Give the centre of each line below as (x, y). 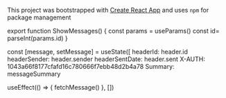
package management (39, 17)
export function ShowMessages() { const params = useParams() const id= (113, 31)
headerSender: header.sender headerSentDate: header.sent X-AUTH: (106, 59)
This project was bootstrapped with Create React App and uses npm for (108, 10)
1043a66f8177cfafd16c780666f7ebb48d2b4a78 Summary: (91, 66)
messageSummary (34, 74)
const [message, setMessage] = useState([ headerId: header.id (98, 52)
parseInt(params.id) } (37, 38)
